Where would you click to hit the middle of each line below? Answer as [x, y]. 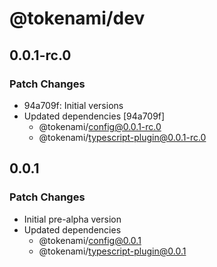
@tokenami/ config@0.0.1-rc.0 [100, 126]
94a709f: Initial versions [73, 105]
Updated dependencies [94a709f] [94, 116]
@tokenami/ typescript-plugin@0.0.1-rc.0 [122, 137]
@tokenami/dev [77, 18]
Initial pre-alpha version [72, 219]
